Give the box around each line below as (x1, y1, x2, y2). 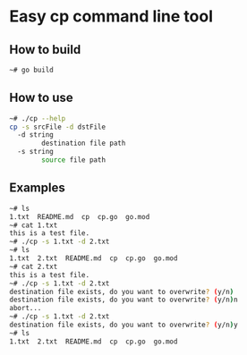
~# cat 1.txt (9, 221, 58, 230)
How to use (9, 90, 73, 106)
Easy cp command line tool (9, 6, 213, 27)
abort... (9, 304, 42, 313)
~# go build (9, 65, 54, 74)
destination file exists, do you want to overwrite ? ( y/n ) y (9, 320, 239, 329)
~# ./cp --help (9, 114, 66, 123)
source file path (41, 156, 106, 165)
